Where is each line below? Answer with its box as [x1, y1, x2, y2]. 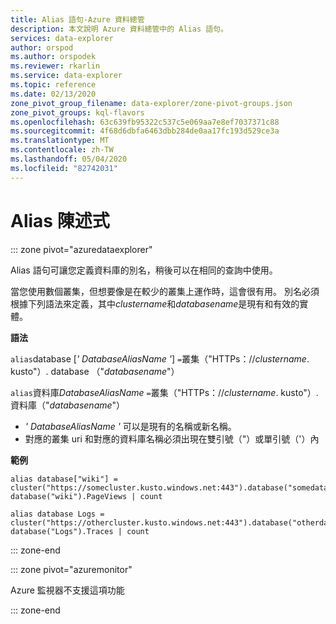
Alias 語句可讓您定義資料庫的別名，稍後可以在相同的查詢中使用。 [10, 264, 278, 276]
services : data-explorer [10, 33, 114, 43]
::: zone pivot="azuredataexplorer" [10, 243, 153, 255]
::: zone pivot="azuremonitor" [10, 563, 133, 575]
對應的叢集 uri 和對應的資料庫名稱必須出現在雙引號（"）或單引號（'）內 [24, 432, 320, 445]
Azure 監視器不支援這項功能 [10, 584, 125, 596]
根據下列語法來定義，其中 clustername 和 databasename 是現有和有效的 [10, 297, 300, 310]
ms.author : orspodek [10, 52, 97, 62]
